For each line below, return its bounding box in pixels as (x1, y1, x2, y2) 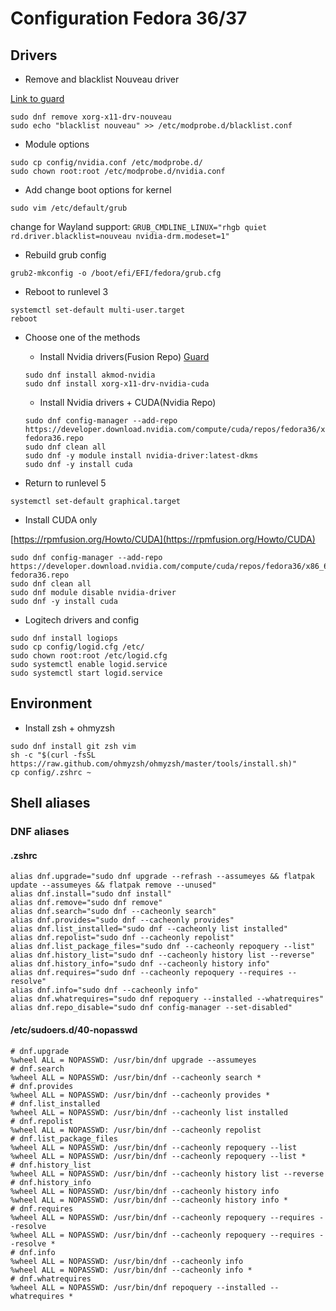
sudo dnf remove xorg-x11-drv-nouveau (10, 112, 172, 122)
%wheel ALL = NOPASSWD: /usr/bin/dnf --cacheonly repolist (10, 1125, 262, 1135)
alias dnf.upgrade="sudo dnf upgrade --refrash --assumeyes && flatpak (10, 872, 315, 882)
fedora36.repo (10, 570, 70, 580)
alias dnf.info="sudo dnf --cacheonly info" (10, 985, 199, 996)
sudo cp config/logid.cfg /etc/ (10, 642, 145, 652)
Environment (10, 695, 93, 712)
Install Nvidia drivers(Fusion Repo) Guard (39, 351, 210, 362)
